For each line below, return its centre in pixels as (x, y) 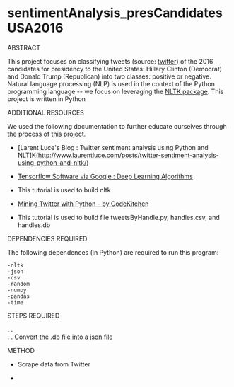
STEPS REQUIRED (34, 316)
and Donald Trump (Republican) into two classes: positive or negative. (110, 76)
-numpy (17, 290)
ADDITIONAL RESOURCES (46, 112)
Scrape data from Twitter (54, 364)
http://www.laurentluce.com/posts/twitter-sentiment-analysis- (128, 155)
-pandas (19, 296)
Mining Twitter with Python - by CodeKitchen (83, 204)
